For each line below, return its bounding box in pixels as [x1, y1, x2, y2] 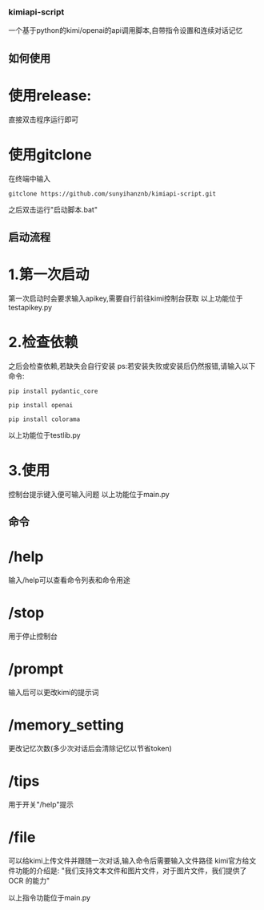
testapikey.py [8, 302, 53, 312]
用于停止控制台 [8, 632, 58, 641]
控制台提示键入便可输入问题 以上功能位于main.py [8, 489, 170, 499]
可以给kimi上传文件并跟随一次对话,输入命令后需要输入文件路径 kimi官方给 [8, 855, 250, 865]
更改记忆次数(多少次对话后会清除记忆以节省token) [8, 743, 172, 753]
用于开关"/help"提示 [8, 799, 74, 809]
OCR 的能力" [8, 876, 50, 885]
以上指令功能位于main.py [8, 892, 90, 902]
